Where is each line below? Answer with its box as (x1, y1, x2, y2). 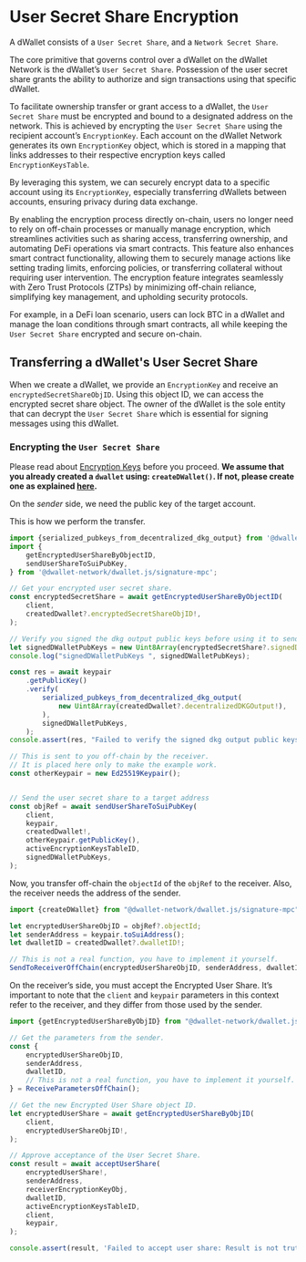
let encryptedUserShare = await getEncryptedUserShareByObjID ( (9, 1109, 255, 1118)
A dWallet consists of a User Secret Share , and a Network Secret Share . (9, 36, 279, 47)
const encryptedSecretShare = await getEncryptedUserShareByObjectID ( (9, 593, 283, 602)
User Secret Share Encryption (9, 6, 240, 27)
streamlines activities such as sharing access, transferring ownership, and (9, 233, 289, 243)
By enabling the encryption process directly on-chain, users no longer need (9, 213, 294, 224)
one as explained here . (9, 481, 97, 491)
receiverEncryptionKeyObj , (25, 1184, 128, 1194)
